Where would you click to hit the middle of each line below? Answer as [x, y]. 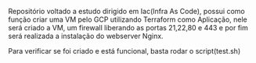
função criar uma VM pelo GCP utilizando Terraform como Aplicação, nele [128, 19]
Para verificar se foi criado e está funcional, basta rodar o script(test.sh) [124, 51]
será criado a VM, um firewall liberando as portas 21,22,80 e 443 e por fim [128, 28]
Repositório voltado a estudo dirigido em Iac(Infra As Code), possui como [126, 11]
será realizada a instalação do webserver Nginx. [86, 36]
